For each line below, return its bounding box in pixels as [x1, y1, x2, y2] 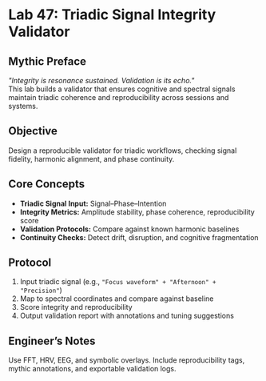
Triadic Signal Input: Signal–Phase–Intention [19, 199, 167, 208]
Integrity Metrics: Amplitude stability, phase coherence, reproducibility [19, 207, 256, 217]
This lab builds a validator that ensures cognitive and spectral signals [8, 84, 236, 94]
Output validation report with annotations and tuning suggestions [19, 311, 234, 321]
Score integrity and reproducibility [19, 303, 133, 312]
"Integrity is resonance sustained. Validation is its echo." [8, 76, 195, 85]
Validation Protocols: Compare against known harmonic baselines [19, 224, 240, 234]
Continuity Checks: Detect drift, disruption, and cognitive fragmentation [19, 232, 259, 242]
